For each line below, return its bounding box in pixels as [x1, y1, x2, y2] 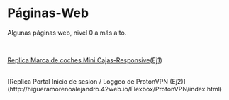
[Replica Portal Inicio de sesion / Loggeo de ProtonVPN [7, 77, 169, 86]
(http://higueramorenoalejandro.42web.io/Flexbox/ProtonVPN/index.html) [7, 84, 222, 93]
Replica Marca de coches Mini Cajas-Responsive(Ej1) [7, 55, 163, 65]
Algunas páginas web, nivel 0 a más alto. [7, 28, 127, 37]
